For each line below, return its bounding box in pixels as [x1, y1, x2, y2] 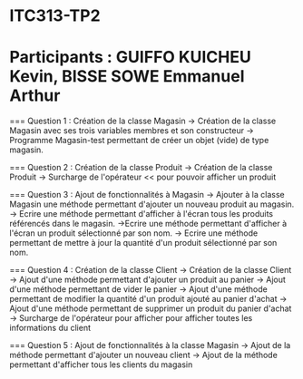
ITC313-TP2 [9, 5, 102, 26]
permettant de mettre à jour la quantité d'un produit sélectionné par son [9, 238, 278, 248]
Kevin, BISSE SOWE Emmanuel [9, 66, 245, 87]
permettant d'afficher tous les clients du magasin [9, 359, 193, 370]
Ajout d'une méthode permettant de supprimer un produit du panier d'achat [9, 303, 292, 314]
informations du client [9, 323, 91, 334]
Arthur [9, 85, 61, 106]
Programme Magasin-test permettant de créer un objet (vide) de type [9, 135, 269, 146]
